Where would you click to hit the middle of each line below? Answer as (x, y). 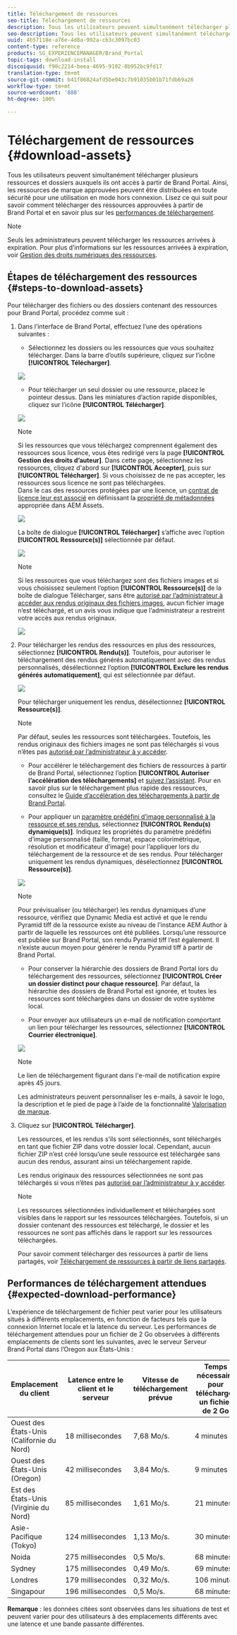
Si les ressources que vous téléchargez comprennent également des (117, 445)
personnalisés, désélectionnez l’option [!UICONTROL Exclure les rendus (123, 667)
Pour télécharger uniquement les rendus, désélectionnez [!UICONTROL (121, 702)
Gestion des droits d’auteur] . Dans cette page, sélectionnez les (110, 460)
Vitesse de (160, 1380)
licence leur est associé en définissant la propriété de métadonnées (116, 497)
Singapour (28, 1591)
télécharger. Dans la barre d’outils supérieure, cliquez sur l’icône (121, 355)
